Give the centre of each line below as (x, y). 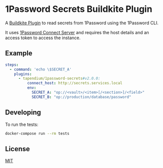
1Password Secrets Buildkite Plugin (79, 9)
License (18, 149)
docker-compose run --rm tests (37, 133)
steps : (12, 65)
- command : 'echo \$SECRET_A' (41, 69)
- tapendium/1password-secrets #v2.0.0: (59, 79)
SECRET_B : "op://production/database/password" (81, 97)
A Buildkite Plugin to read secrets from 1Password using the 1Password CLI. (82, 23)
